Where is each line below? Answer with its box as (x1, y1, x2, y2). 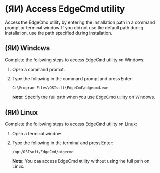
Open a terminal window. (12, 131, 62, 136)
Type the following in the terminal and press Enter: (12, 140, 114, 146)
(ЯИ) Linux (5, 108, 38, 116)
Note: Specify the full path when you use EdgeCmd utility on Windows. (12, 94, 155, 100)
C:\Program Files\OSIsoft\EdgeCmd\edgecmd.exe (12, 85, 109, 90)
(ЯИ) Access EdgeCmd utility (5, 3, 125, 15)
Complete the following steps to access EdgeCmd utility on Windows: (5, 57, 145, 63)
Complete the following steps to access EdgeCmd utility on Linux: (5, 121, 138, 127)
